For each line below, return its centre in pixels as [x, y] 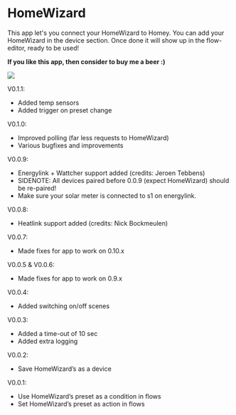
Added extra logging [48, 341]
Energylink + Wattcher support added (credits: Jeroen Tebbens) [111, 173]
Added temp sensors [48, 103]
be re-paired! [37, 188]
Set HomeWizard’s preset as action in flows [81, 404]
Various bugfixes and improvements [70, 145]
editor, [17, 48]
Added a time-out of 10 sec [58, 333]
